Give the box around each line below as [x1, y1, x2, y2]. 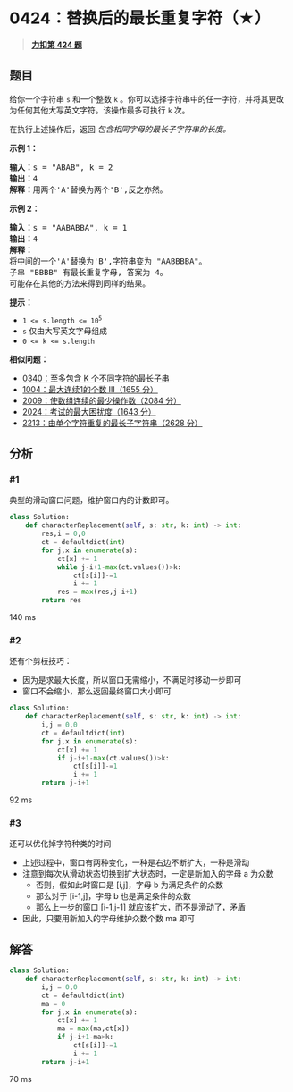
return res [41, 596, 82, 605]
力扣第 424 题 [30, 39, 82, 50]
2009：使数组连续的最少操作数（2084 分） [21, 395, 181, 406]
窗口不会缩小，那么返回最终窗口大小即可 [21, 685, 172, 697]
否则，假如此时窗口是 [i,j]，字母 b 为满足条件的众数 [35, 879, 224, 890]
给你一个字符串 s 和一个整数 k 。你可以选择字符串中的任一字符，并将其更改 [9, 93, 285, 104]
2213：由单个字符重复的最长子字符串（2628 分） [21, 417, 203, 428]
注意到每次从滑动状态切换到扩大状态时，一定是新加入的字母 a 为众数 [21, 869, 274, 879]
